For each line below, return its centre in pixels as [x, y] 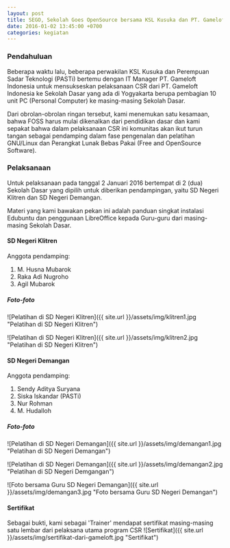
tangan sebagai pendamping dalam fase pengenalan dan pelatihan [101, 136]
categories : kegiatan [38, 33]
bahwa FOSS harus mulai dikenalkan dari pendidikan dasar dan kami [104, 121]
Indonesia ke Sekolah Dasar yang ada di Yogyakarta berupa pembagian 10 [112, 93]
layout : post [26, 13]
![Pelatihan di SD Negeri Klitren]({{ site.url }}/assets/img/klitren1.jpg [102, 317]
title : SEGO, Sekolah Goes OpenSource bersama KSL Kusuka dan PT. [104, 20]
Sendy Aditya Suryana [49, 389]
